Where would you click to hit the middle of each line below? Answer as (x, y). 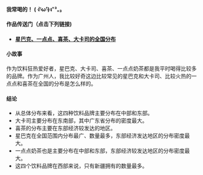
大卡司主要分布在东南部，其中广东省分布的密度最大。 (81, 121)
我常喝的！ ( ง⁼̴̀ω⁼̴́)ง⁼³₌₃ (34, 9)
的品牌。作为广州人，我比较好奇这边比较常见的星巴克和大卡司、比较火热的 (99, 76)
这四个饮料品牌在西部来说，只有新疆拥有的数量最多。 (81, 166)
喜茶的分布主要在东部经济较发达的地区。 (65, 128)
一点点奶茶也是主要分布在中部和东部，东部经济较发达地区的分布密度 (100, 151)
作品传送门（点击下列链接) (39, 24)
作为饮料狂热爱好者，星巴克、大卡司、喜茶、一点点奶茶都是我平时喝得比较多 (101, 68)
